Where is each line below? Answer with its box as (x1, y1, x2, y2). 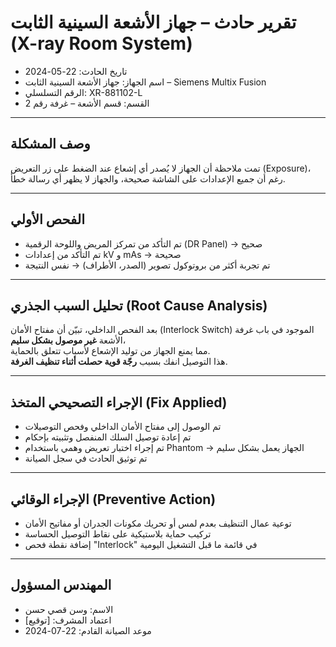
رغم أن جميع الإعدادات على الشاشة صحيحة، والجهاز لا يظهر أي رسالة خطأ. (10, 172, 286, 185)
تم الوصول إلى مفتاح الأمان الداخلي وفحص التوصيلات (24, 421, 222, 433)
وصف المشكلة (10, 136, 91, 153)
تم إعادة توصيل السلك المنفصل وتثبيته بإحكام (24, 431, 192, 443)
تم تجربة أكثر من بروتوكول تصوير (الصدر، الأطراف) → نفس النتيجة (24, 259, 271, 271)
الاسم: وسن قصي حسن (24, 603, 114, 615)
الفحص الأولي (10, 211, 85, 228)
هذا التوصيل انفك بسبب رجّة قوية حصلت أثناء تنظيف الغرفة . (10, 356, 228, 368)
